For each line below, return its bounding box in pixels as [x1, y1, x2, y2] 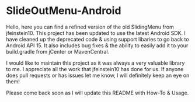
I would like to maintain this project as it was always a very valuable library [6, 59, 185, 66]
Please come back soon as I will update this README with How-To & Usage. [6, 89, 189, 96]
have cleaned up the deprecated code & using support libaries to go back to [6, 36, 189, 43]
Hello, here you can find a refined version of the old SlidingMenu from [6, 23, 174, 30]
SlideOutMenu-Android [6, 4, 121, 17]
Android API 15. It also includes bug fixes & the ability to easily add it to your [6, 42, 189, 49]
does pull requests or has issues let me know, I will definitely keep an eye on [6, 72, 190, 79]
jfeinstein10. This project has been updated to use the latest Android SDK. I [6, 29, 186, 36]
